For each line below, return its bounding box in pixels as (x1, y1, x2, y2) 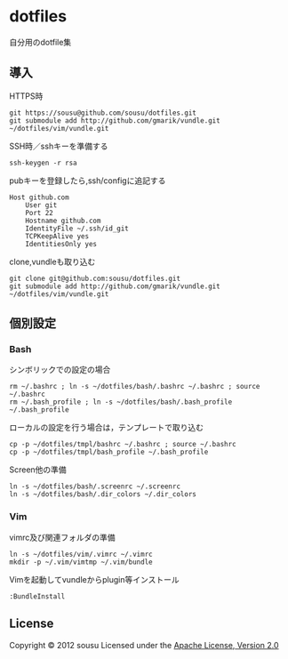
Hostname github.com (25, 216, 101, 225)
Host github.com (9, 193, 69, 202)
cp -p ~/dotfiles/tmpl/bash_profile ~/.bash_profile (9, 447, 209, 457)
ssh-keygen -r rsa (9, 158, 77, 167)
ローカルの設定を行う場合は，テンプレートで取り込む (9, 422, 204, 433)
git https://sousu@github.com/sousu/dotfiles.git (9, 108, 197, 117)
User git (25, 200, 58, 210)
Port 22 (25, 208, 53, 217)
